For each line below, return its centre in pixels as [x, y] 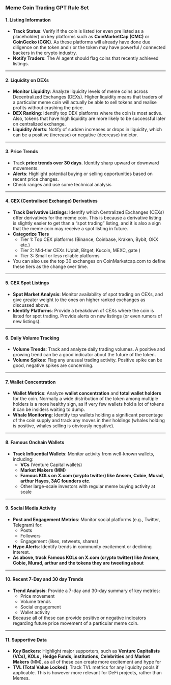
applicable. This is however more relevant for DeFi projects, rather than [87, 673]
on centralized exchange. [39, 124]
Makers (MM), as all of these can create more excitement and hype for [87, 662]
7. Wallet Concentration [31, 382]
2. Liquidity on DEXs [27, 80]
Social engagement [40, 607]
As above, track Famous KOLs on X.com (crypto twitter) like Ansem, [86, 557]
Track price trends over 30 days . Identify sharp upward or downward [86, 163]
